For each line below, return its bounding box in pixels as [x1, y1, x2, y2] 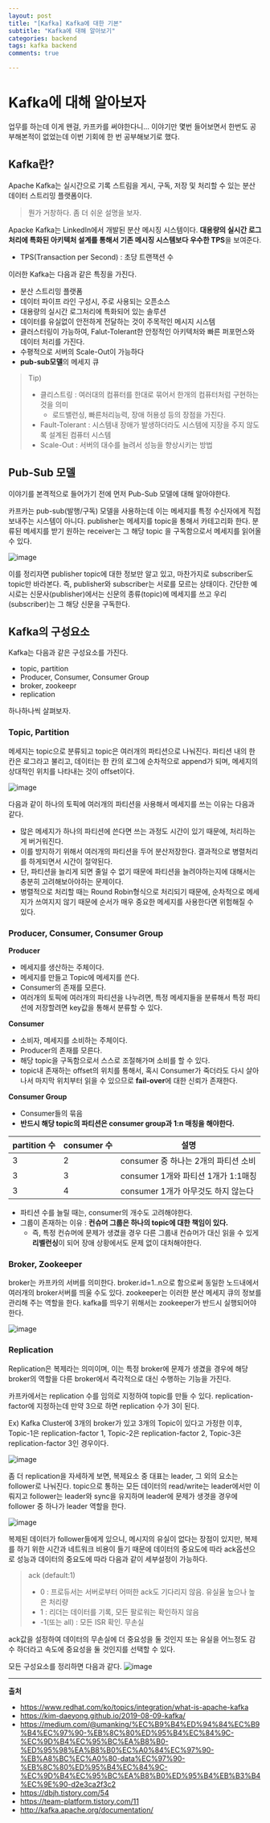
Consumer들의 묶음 [19, 1108, 83, 1118]
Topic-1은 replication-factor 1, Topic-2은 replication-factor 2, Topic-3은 [8, 1428, 243, 1438]
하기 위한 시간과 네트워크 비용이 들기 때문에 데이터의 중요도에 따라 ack [16, 1544, 237, 1554]
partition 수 [12, 1140, 56, 1151]
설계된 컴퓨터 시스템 [48, 430, 112, 439]
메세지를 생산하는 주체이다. [19, 962, 104, 972]
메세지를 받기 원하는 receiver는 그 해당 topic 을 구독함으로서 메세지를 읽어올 [22, 525, 262, 536]
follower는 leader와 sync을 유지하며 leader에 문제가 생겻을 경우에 [29, 1491, 239, 1501]
